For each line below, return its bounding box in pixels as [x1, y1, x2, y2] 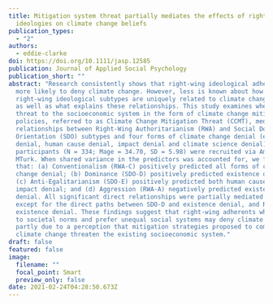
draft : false [8, 238, 53, 246]
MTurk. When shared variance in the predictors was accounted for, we [15, 155, 260, 163]
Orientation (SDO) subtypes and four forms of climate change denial [15, 132, 256, 140]
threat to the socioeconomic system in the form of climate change [15, 110, 249, 118]
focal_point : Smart [15, 268, 82, 276]
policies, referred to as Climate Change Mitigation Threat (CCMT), [15, 118, 253, 126]
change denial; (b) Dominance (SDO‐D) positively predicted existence [15, 170, 260, 178]
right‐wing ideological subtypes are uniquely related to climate [15, 95, 245, 103]
